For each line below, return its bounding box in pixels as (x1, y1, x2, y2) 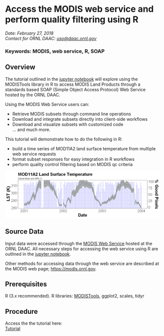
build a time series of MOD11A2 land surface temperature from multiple (12, 145, 156, 151)
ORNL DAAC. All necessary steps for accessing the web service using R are (5, 245, 159, 252)
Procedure (5, 307, 38, 316)
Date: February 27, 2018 (5, 30, 54, 36)
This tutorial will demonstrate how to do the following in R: (5, 136, 123, 142)
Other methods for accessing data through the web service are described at (5, 260, 159, 267)
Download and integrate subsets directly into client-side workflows (12, 116, 148, 122)
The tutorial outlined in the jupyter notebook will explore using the (5, 76, 138, 82)
